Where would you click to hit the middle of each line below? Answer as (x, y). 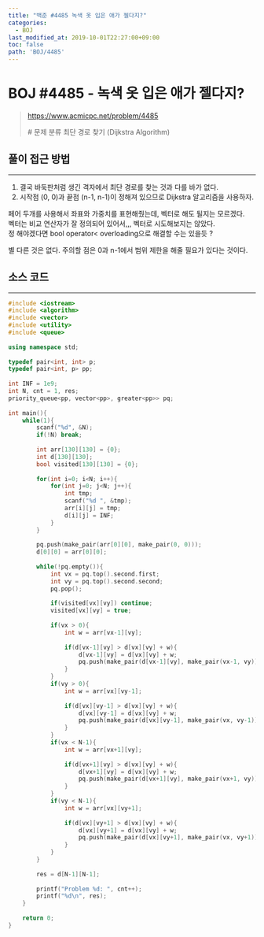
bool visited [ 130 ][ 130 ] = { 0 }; (88, 464)
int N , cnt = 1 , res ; (44, 391)
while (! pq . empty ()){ (70, 567)
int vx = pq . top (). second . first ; (104, 574)
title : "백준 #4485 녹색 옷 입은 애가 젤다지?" (77, 15)
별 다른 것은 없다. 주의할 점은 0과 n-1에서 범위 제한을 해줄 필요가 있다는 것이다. (128, 250)
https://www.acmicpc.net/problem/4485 (93, 116)
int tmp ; (78, 494)
